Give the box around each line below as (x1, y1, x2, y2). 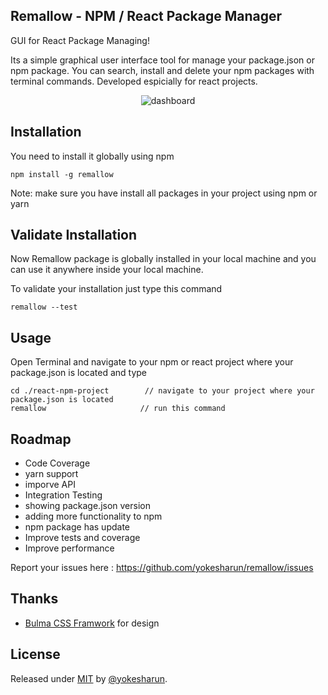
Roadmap (10, 430, 72, 448)
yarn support (24, 468, 79, 480)
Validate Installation (10, 227, 138, 244)
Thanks (10, 590, 59, 608)
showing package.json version (24, 500, 152, 512)
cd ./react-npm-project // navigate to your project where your (10, 386, 315, 396)
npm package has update (24, 521, 130, 533)
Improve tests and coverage (24, 532, 141, 544)
